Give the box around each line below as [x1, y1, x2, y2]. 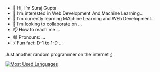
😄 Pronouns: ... [12, 34, 46, 40]
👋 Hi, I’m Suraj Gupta [12, 5, 57, 11]
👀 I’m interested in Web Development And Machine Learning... [12, 10, 144, 16]
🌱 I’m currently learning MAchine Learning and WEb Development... [12, 16, 155, 21]
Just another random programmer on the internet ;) [5, 51, 113, 57]
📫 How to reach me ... [12, 27, 60, 32]
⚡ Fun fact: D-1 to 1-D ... [12, 40, 63, 46]
